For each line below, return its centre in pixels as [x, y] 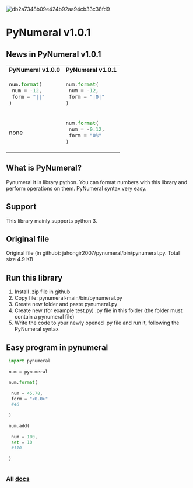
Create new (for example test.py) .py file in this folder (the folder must [98, 310]
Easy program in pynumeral [57, 347]
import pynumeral [29, 361]
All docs [18, 479]
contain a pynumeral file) [44, 317]
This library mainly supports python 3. [52, 221]
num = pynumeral [28, 372]
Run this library [34, 278]
